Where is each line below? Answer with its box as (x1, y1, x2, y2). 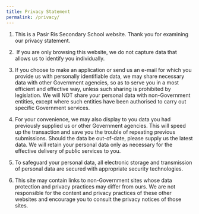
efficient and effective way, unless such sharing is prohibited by (14, 85, 171, 92)
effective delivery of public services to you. (14, 147, 121, 155)
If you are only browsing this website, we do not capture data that (16, 48, 177, 55)
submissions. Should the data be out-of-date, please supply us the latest (14, 134, 193, 141)
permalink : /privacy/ (6, 14, 60, 20)
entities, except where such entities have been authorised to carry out (14, 97, 187, 105)
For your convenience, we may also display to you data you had (14, 115, 171, 122)
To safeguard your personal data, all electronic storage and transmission (14, 159, 192, 166)
